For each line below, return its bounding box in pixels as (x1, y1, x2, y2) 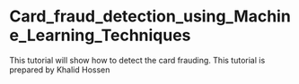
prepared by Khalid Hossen (9, 64, 110, 75)
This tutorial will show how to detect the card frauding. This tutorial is (9, 55, 266, 65)
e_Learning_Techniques (9, 25, 191, 46)
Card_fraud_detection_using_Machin (9, 6, 292, 27)
